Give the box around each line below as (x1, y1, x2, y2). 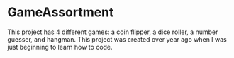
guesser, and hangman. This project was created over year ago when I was (7, 35, 227, 43)
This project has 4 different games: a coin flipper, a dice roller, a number (7, 28, 218, 36)
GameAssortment (7, 4, 114, 21)
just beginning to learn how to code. (7, 42, 113, 51)
